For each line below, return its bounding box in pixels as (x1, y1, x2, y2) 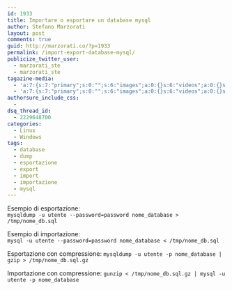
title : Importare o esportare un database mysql (7, 17, 151, 24)
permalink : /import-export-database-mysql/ (7, 49, 136, 56)
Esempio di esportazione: (7, 204, 80, 213)
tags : (7, 140, 23, 147)
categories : (7, 120, 42, 128)
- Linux (13, 127, 36, 134)
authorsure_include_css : (7, 95, 79, 102)
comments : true (7, 36, 52, 43)
